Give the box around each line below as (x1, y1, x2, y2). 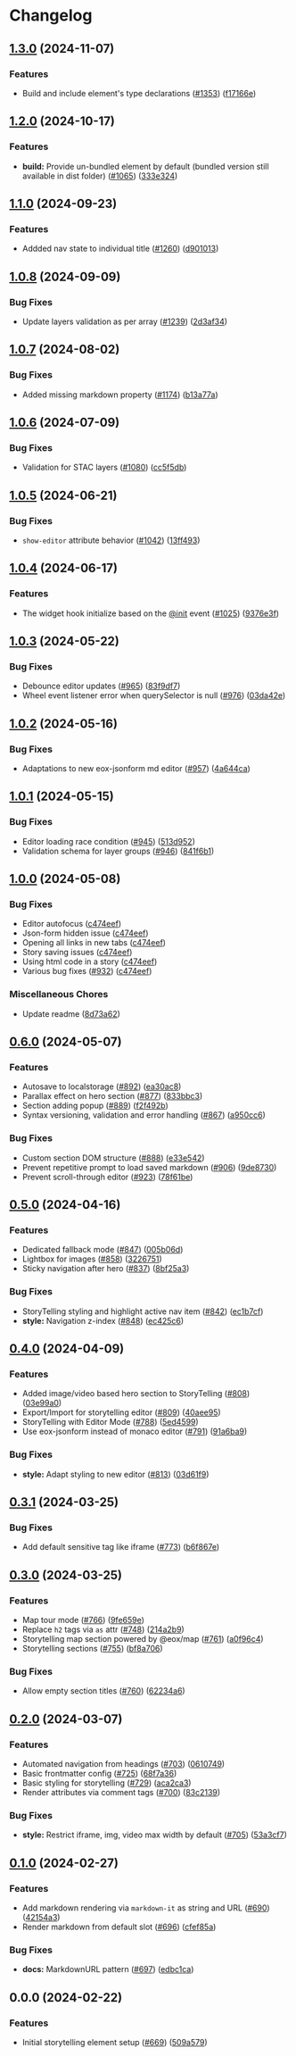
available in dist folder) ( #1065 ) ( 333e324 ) (21, 171, 178, 181)
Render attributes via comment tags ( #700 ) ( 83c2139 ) (21, 1787, 221, 1798)
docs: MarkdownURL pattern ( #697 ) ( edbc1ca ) (21, 1964, 194, 1975)
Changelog (9, 5, 93, 26)
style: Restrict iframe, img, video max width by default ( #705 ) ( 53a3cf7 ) (21, 1829, 288, 1840)
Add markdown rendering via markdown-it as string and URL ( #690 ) (21, 1902, 270, 1913)
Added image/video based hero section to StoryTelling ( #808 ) (21, 1388, 251, 1399)
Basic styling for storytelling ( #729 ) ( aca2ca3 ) (21, 1777, 192, 1788)
